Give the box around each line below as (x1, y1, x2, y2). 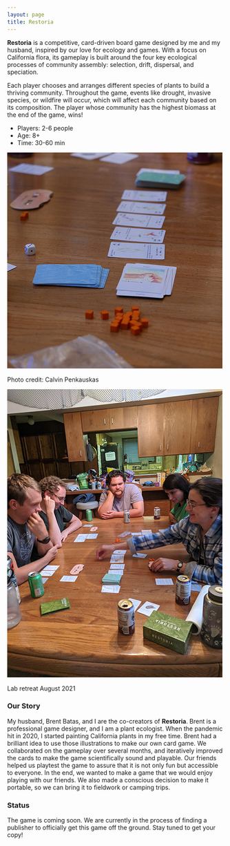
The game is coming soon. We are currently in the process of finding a (7, 816, 207, 825)
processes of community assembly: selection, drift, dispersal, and (7, 60, 194, 68)
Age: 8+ (17, 131, 41, 140)
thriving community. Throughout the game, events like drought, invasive (7, 88, 211, 97)
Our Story (7, 702, 41, 711)
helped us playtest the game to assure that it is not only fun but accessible (7, 761, 218, 769)
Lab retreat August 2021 (7, 684, 76, 693)
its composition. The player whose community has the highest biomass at (7, 103, 216, 111)
